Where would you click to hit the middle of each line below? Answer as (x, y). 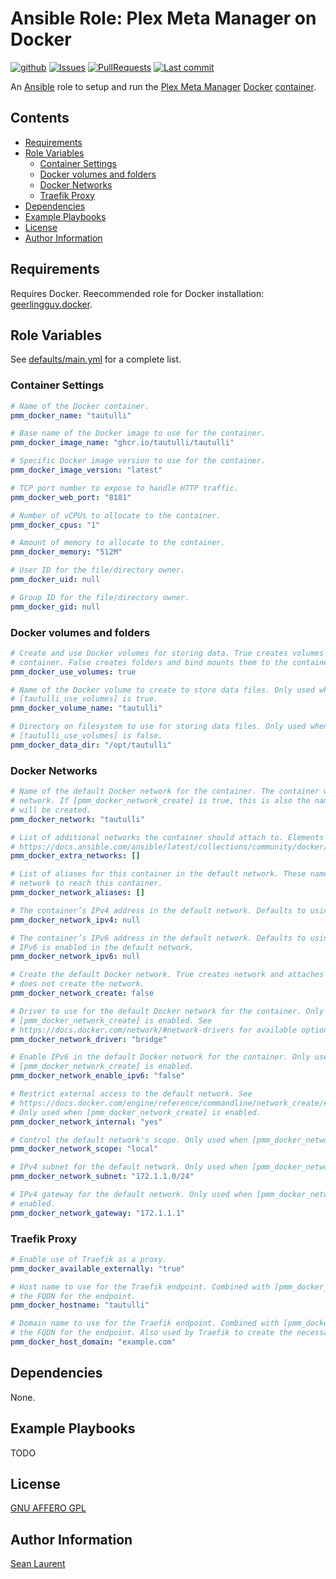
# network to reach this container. (86, 883)
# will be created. (51, 810)
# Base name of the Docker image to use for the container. (138, 433)
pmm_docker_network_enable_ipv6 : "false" (98, 1076)
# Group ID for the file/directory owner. (100, 597)
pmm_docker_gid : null (55, 607)
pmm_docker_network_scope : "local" (84, 1149)
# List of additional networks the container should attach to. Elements (167, 837)
